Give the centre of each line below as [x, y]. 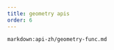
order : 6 [20, 20]
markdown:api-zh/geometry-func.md [57, 39]
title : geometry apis [39, 14]
